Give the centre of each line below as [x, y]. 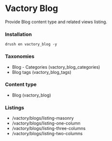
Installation [19, 34]
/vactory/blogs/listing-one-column [46, 123]
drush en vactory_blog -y [31, 44]
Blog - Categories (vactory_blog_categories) [56, 67]
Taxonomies [20, 56]
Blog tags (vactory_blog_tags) [42, 72]
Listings [14, 108]
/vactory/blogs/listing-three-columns [49, 128]
